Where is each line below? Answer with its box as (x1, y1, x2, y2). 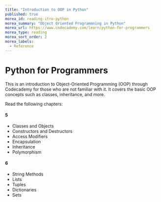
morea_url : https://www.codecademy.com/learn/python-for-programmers (5, 25, 150, 30)
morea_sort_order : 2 (5, 35, 47, 40)
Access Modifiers (12, 133, 48, 139)
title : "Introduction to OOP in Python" (5, 7, 89, 12)
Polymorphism (12, 149, 42, 155)
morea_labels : (5, 39, 34, 44)
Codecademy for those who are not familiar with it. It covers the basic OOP (5, 86, 156, 92)
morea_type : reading (5, 30, 47, 35)
